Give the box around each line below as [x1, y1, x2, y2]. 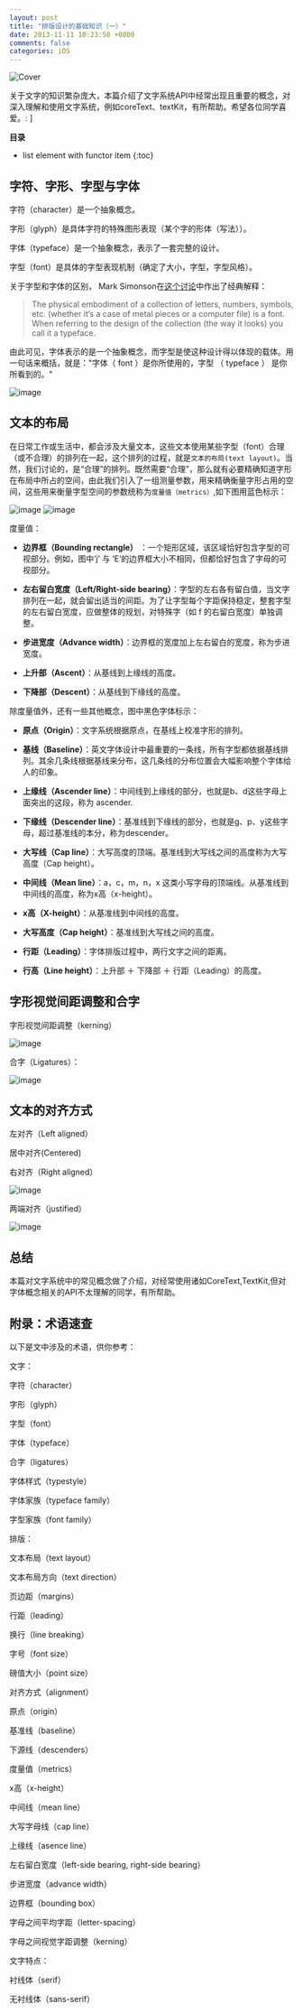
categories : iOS [9, 47, 70, 56]
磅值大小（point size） [9, 1667, 93, 1678]
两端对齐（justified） [9, 1203, 87, 1214]
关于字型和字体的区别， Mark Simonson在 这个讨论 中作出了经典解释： [9, 281, 268, 292]
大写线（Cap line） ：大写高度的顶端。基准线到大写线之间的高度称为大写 [22, 846, 288, 858]
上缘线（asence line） [9, 1841, 92, 1851]
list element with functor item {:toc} [22, 150, 154, 161]
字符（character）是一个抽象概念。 [9, 204, 141, 215]
